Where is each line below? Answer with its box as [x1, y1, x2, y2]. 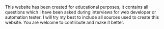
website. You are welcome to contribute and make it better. [5, 19, 124, 25]
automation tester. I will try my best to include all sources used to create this [5, 14, 159, 20]
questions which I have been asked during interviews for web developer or [5, 9, 156, 15]
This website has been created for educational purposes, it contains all [5, 4, 149, 10]
